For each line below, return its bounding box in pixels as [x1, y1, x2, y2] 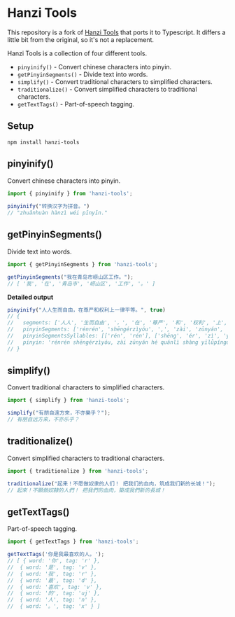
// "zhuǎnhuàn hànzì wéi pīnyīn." [7, 209, 108, 216]
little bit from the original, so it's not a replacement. [7, 35, 155, 43]
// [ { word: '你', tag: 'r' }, [7, 557, 101, 564]
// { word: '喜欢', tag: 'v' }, [7, 583, 103, 590]
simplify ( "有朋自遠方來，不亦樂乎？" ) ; [7, 410, 111, 417]
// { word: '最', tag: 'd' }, [7, 576, 98, 584]
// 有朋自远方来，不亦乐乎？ [7, 416, 80, 423]
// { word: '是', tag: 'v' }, [7, 564, 98, 571]
